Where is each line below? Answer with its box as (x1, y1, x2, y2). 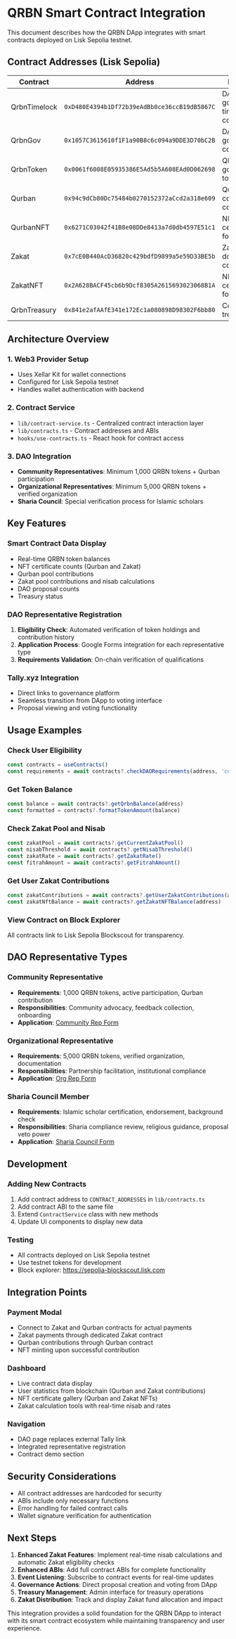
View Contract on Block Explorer (7, 915, 121, 925)
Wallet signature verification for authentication (17, 1512, 152, 1520)
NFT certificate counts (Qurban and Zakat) (17, 562, 141, 570)
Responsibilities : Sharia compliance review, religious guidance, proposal (17, 1123, 229, 1131)
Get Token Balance (7, 784, 73, 794)
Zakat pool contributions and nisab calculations (17, 577, 155, 585)
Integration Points (7, 1286, 88, 1298)
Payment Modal (7, 1307, 62, 1317)
